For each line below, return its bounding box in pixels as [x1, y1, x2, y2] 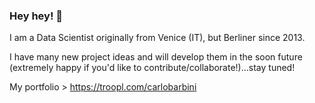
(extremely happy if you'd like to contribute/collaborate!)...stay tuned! [9, 62, 296, 74]
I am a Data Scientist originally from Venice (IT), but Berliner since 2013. [9, 32, 306, 44]
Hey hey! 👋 [9, 9, 64, 23]
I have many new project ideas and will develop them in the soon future [9, 51, 303, 63]
